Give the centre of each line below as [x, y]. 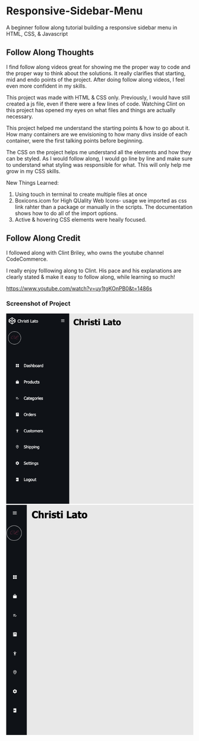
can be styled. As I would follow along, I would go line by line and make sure [99, 158]
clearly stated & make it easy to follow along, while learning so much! [91, 277]
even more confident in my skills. [47, 86]
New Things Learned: [33, 182]
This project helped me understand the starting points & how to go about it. [98, 128]
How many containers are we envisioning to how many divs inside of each [97, 134]
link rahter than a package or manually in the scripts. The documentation [104, 207]
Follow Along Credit [43, 239]
